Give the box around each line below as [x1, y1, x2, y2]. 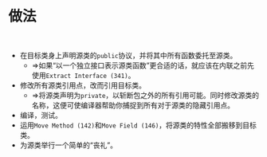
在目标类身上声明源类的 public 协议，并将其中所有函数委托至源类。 [19, 50, 238, 60]
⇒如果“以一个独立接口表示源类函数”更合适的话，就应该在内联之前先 [31, 61, 255, 70]
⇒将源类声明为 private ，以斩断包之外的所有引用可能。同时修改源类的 [31, 90, 260, 100]
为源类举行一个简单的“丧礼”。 [19, 140, 118, 150]
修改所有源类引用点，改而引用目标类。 [19, 80, 146, 90]
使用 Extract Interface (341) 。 [31, 70, 135, 80]
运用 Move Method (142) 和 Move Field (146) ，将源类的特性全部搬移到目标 [19, 120, 257, 130]
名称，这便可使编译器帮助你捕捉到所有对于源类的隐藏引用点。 [31, 100, 235, 110]
